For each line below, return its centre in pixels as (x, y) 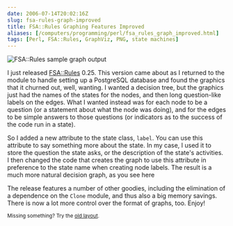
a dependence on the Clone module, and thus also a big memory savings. (112, 196)
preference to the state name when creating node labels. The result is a (110, 168)
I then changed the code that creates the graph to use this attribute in (107, 160)
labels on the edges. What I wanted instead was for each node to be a (107, 102)
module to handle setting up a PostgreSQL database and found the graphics (116, 80)
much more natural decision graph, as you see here (81, 175)
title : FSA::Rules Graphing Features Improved (76, 26)
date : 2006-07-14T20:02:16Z (48, 14)
